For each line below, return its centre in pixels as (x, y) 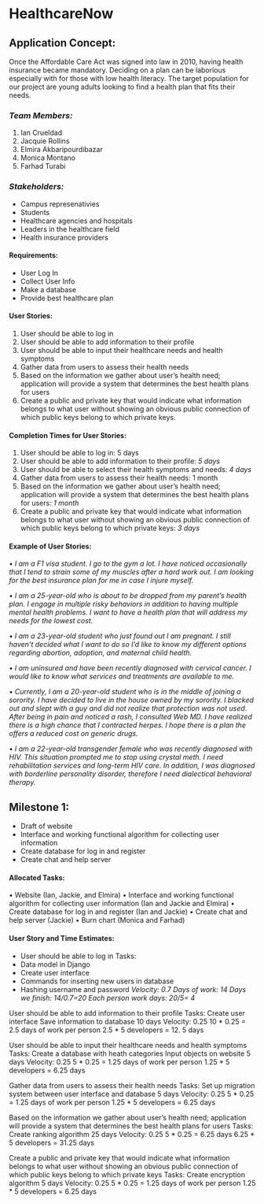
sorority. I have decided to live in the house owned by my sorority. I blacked (132, 700)
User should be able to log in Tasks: (78, 956)
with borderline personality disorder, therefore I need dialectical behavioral (130, 774)
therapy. (22, 782)
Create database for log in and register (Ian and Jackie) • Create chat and (128, 912)
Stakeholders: (37, 187)
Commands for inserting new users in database (97, 981)
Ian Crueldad (41, 133)
